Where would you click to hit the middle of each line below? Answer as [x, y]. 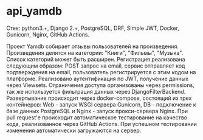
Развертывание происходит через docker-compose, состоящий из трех [99, 98]
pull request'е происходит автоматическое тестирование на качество [97, 117]
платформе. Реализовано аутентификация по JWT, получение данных [98, 79]
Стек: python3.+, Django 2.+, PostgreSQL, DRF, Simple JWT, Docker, [93, 28]
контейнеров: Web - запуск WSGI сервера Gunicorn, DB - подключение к [101, 104]
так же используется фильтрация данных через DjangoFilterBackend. [96, 91]
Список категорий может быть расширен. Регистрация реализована [96, 59]
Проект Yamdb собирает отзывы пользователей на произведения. [93, 46]
